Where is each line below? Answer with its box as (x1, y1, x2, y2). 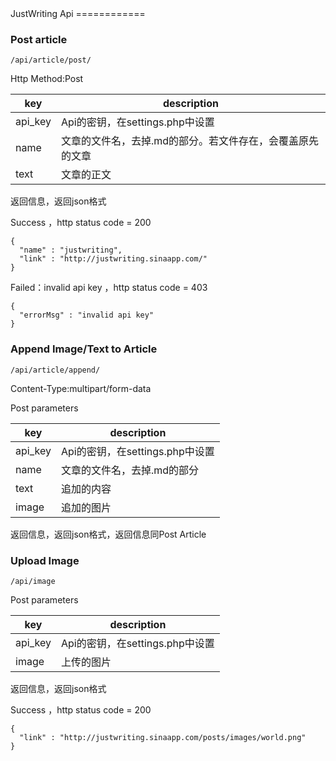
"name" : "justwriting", (19, 245, 123, 256)
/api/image (10, 576, 56, 586)
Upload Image (10, 553, 80, 567)
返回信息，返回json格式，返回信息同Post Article (10, 528, 207, 540)
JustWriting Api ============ (10, 8, 146, 19)
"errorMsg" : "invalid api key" (19, 310, 155, 321)
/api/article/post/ (10, 55, 92, 66)
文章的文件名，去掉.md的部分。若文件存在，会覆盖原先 (60, 134, 320, 148)
